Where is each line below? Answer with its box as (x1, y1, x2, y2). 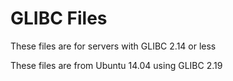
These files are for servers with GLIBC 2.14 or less (10, 40, 217, 52)
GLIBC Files (10, 7, 108, 30)
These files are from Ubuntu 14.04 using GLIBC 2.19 (10, 59, 223, 71)
